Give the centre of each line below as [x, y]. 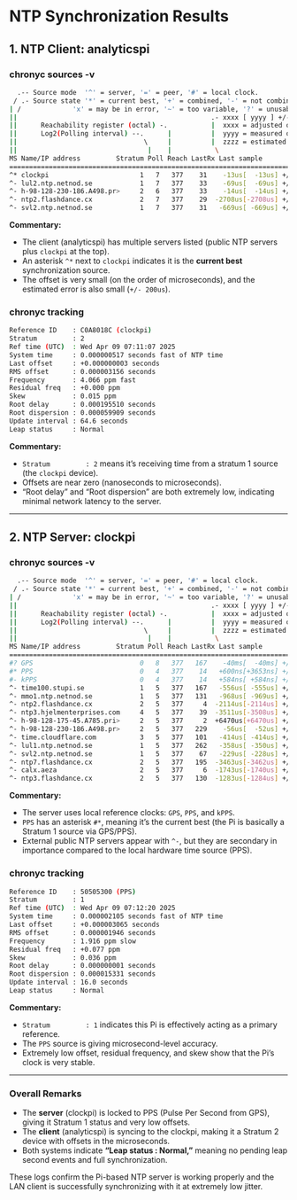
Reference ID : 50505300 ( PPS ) [73, 892]
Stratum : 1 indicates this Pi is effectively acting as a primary [150, 1025]
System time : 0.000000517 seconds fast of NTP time [116, 355]
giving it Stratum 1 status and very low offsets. [106, 1122]
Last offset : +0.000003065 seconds [85, 925]
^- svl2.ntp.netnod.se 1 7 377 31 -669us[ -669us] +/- [152, 208]
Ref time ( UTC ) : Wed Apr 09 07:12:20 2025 [92, 908]
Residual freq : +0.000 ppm [65, 388]
